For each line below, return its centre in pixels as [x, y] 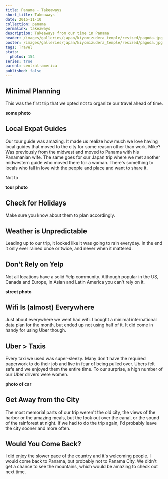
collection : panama [26, 24]
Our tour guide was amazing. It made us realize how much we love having [82, 141]
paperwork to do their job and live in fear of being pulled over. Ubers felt [80, 364]
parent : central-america [31, 66]
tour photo [17, 187]
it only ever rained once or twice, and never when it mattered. [69, 249]
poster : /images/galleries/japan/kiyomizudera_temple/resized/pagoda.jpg [84, 43]
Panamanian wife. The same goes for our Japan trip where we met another [83, 157]
